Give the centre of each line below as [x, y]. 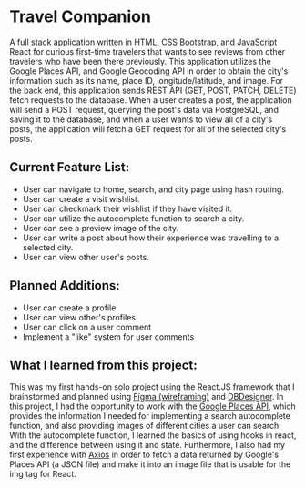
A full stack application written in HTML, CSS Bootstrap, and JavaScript [143, 42]
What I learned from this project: [103, 365]
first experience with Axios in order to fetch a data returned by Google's [144, 455]
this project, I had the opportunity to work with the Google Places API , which [152, 406]
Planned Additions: [65, 285]
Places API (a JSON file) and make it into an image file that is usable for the [150, 464]
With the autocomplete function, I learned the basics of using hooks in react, [153, 435]
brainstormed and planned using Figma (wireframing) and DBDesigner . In [147, 397]
